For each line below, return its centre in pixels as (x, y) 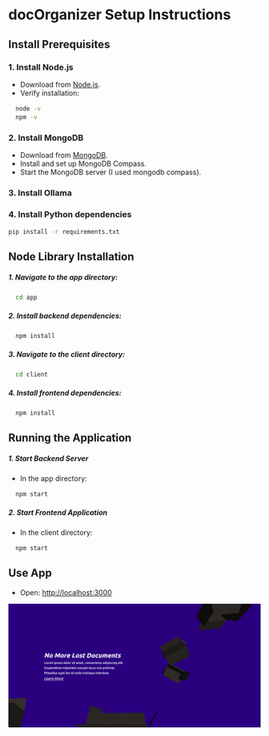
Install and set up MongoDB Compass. (83, 163)
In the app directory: (54, 479)
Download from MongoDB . (64, 155)
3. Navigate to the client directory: (67, 354)
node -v (28, 109)
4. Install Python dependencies (70, 214)
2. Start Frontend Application (58, 512)
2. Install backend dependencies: (65, 316)
